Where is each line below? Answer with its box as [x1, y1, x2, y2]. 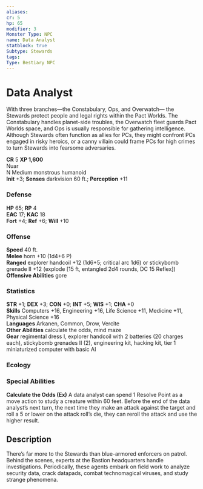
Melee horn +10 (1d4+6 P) [6, 253, 72, 260]
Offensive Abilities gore [6, 272, 67, 279]
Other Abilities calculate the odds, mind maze [6, 327, 122, 334]
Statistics [6, 287, 35, 295]
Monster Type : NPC [6, 32, 53, 38]
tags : [6, 54, 20, 60]
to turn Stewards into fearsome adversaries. [6, 144, 116, 151]
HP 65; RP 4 [6, 204, 37, 211]
